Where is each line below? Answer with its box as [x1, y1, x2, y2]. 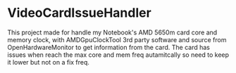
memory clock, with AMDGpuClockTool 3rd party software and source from [7, 35, 227, 44]
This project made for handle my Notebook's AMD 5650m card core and [7, 28, 218, 36]
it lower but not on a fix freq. [7, 58, 90, 66]
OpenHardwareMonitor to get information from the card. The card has [7, 43, 210, 51]
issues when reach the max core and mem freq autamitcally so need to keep [7, 51, 230, 59]
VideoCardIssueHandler [7, 5, 151, 21]
